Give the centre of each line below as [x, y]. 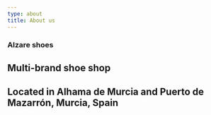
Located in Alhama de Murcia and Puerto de [105, 92]
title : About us [31, 20]
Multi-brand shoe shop [59, 68]
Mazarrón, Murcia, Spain [63, 103]
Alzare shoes [30, 45]
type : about [25, 14]
